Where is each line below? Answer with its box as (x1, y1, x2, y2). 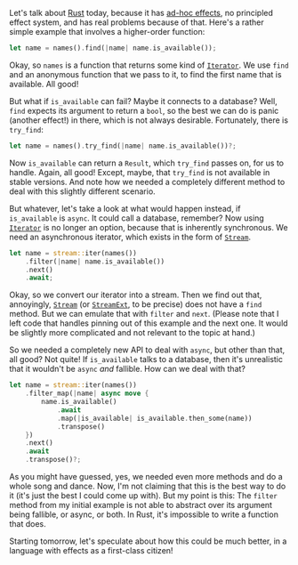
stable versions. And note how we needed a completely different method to (9, 176, 286, 187)
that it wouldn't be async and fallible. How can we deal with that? (9, 364, 246, 375)
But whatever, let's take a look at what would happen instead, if (9, 203, 241, 214)
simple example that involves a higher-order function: (9, 27, 205, 36)
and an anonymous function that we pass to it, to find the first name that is (9, 69, 282, 79)
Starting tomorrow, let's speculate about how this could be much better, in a (9, 536, 287, 546)
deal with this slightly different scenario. (9, 186, 156, 197)
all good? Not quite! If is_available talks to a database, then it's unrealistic (9, 354, 283, 365)
